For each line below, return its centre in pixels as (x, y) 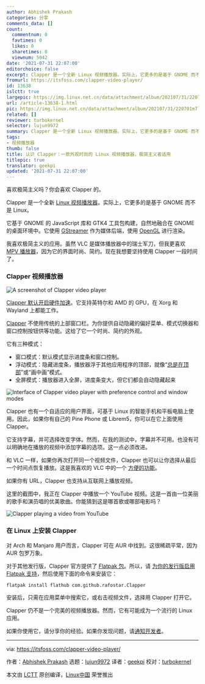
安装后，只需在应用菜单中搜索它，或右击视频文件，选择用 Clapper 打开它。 (101, 597)
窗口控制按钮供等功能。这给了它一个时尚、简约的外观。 (76, 331)
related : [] (21, 114)
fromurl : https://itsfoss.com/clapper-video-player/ (75, 80)
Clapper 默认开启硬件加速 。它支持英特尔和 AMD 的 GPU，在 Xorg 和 (92, 303)
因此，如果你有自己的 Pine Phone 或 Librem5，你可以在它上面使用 (100, 419)
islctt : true (23, 92)
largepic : (19, 97)
